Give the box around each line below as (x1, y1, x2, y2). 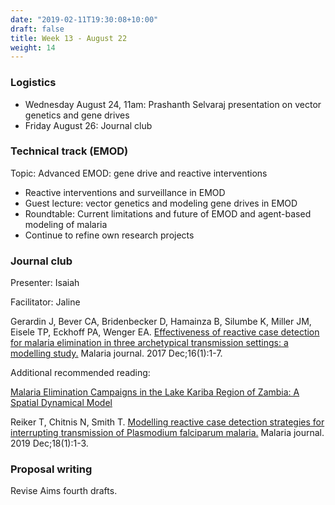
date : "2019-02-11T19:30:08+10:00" (10, 14, 159, 25)
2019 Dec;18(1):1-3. (10, 437, 89, 450)
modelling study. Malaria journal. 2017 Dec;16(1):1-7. (10, 347, 223, 360)
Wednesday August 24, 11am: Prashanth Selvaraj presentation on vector (24, 98, 322, 110)
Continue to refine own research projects (24, 229, 195, 241)
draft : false (10, 24, 65, 34)
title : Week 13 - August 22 (10, 33, 128, 43)
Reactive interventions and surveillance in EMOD (24, 186, 226, 198)
